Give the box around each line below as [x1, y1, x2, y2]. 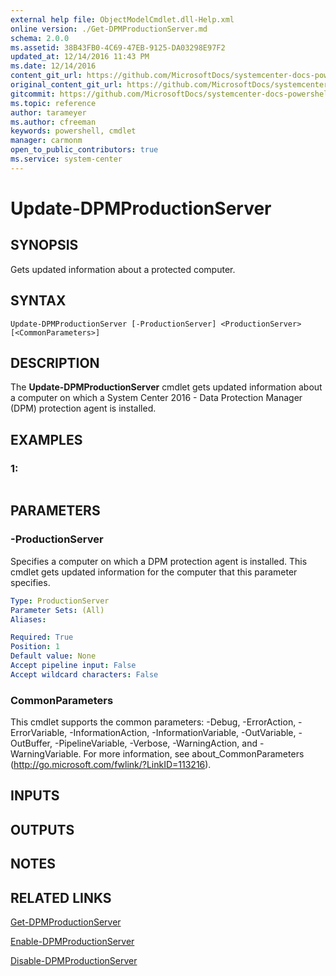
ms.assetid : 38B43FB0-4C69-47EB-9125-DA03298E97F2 [10, 42, 226, 53]
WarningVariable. [10, 748, 82, 760]
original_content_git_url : [10, 80, 123, 90]
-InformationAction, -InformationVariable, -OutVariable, [69, 727, 297, 739]
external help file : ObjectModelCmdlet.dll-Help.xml [10, 14, 235, 25]
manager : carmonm [10, 136, 83, 146]
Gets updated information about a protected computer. [10, 263, 236, 275]
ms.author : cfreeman [10, 117, 97, 127]
